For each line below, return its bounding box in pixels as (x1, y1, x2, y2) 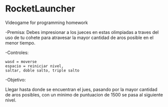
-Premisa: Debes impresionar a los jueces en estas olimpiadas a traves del (5, 29, 159, 35)
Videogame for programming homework (5, 19, 88, 25)
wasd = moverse (5, 59, 37, 64)
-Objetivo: (5, 76, 26, 82)
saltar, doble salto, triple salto (5, 68, 80, 73)
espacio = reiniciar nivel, (5, 63, 64, 68)
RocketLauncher (5, 3, 76, 14)
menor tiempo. (5, 39, 36, 45)
